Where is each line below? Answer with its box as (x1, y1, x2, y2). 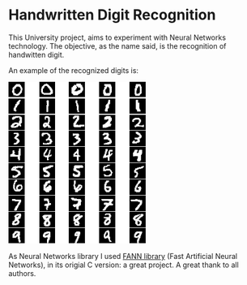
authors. (8, 268, 36, 278)
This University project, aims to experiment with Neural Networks (8, 32, 227, 42)
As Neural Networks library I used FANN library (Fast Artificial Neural (8, 251, 237, 261)
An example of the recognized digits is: (8, 65, 139, 75)
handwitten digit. (8, 50, 65, 59)
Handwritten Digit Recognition (8, 6, 216, 24)
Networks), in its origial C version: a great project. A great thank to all (8, 260, 239, 270)
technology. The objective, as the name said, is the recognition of (8, 41, 227, 50)
